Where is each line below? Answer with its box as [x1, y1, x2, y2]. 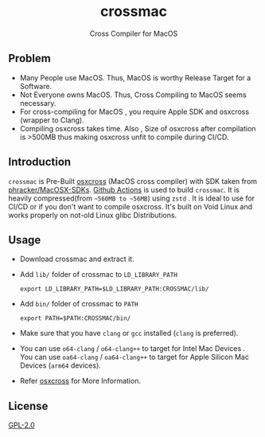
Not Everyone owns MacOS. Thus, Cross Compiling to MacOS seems [19, 90, 247, 99]
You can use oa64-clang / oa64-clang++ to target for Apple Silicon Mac [19, 353, 249, 362]
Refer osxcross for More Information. [19, 377, 142, 386]
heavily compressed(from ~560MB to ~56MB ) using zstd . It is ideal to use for [8, 193, 255, 203]
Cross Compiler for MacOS [89, 29, 178, 38]
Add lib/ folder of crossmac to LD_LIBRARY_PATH [19, 270, 177, 279]
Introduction [8, 155, 72, 169]
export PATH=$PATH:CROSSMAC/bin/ [19, 314, 131, 322]
